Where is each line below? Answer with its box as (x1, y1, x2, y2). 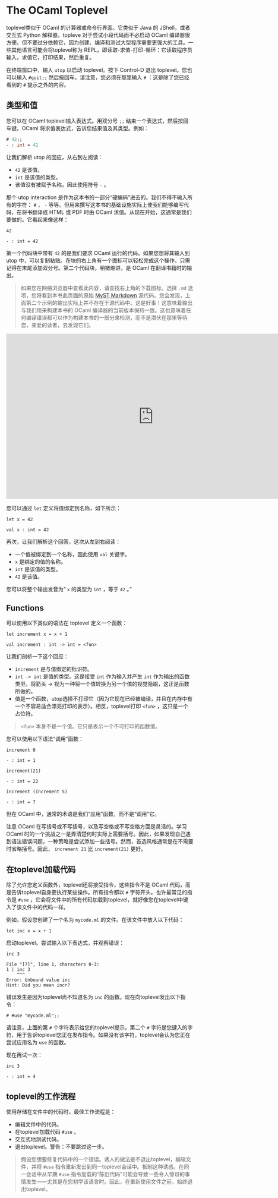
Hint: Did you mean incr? (6, 982, 70, 988)
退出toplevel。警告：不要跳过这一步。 (14, 1143, 108, 1150)
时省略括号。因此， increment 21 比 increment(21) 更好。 (6, 845, 147, 853)
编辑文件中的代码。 (14, 1121, 62, 1128)
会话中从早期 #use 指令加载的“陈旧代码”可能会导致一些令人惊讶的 (26, 1170, 185, 1177)
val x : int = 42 (6, 527, 49, 532)
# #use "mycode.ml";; (6, 1013, 60, 1019)
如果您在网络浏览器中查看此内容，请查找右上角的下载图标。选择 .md (20, 284, 187, 291)
